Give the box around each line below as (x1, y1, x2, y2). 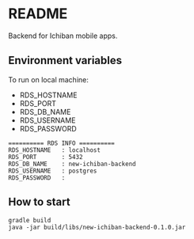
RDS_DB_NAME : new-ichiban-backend (8, 160, 136, 168)
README (8, 5, 68, 23)
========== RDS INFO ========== (8, 139, 115, 147)
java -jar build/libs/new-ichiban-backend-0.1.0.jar (8, 223, 186, 231)
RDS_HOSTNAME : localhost (8, 146, 101, 154)
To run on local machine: (8, 74, 89, 84)
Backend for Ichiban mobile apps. (8, 31, 118, 40)
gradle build (8, 216, 51, 224)
